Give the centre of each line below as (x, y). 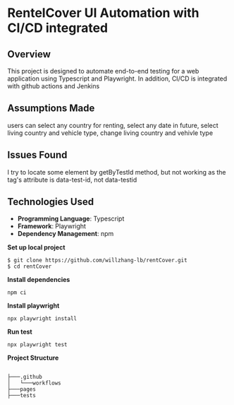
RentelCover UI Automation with (103, 13)
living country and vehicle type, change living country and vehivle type (110, 133)
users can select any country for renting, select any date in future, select (113, 125)
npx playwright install (42, 319)
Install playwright (33, 306)
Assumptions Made (51, 108)
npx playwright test (38, 345)
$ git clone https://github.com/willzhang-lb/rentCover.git (98, 260)
